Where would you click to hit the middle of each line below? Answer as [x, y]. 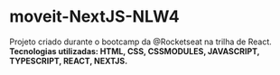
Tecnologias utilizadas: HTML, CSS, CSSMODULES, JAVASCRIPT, [135, 51]
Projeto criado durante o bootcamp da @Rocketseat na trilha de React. [141, 42]
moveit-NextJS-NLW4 [94, 17]
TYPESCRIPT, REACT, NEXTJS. [69, 61]
